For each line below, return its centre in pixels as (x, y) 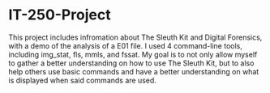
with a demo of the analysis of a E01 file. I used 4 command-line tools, (126, 45)
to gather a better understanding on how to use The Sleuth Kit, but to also (131, 63)
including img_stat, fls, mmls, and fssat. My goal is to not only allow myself (133, 54)
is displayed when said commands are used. (82, 80)
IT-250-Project (60, 15)
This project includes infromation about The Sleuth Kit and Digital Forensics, (135, 37)
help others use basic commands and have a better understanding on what (134, 71)
